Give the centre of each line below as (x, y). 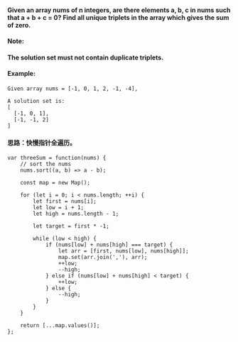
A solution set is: (36, 101)
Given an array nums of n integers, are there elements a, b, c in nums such (119, 10)
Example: (22, 74)
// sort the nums (46, 164)
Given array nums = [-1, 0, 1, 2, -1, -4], (73, 89)
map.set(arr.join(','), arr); (103, 258)
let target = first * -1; (71, 226)
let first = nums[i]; (65, 202)
